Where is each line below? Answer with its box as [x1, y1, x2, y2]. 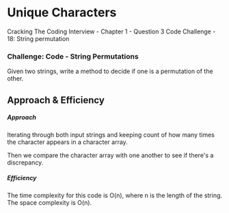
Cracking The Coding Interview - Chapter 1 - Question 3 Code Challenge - [7, 27, 216, 35]
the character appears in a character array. [7, 138, 128, 146]
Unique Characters [7, 5, 117, 20]
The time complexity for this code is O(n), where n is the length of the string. [7, 191, 223, 199]
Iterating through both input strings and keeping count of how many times [7, 130, 215, 139]
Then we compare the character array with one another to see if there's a [7, 151, 214, 159]
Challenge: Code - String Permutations [7, 51, 139, 61]
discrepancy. [7, 158, 44, 167]
